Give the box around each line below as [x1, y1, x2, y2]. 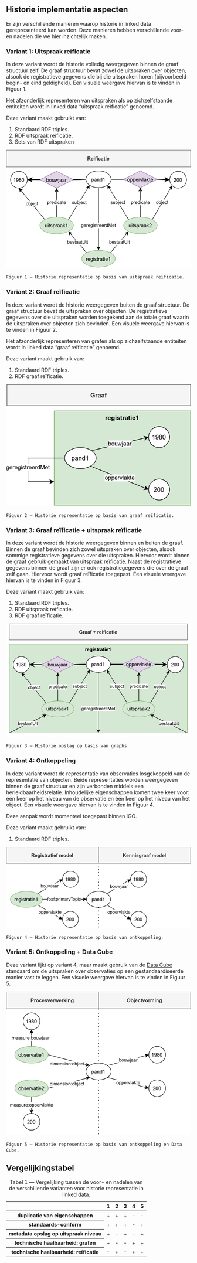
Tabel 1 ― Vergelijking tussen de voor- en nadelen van [9, 1179, 143, 1186]
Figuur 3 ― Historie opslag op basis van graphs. [6, 743, 130, 749]
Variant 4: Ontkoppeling [6, 757, 76, 765]
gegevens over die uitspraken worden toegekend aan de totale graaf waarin [6, 314, 189, 321]
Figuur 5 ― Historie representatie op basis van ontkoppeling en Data [6, 1141, 182, 1148]
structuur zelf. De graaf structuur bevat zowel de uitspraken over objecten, [6, 67, 186, 74]
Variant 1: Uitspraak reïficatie [6, 47, 91, 55]
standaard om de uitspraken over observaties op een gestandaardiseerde [6, 967, 184, 975]
